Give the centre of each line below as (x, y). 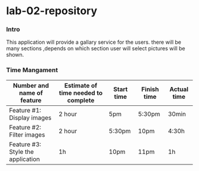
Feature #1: (25, 110)
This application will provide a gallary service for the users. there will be (94, 42)
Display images (31, 118)
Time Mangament (32, 70)
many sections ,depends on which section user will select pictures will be (96, 49)
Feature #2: (25, 127)
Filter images (27, 134)
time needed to (81, 93)
